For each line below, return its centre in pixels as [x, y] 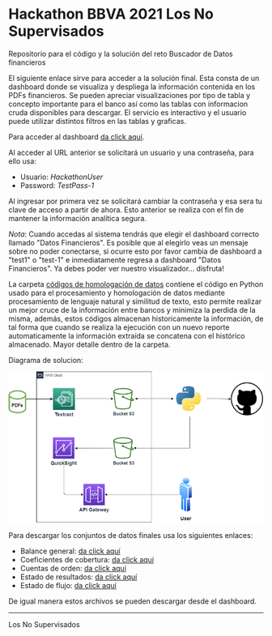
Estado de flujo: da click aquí [68, 586]
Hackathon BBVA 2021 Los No [111, 14]
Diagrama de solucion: [46, 360]
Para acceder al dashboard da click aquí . [76, 137]
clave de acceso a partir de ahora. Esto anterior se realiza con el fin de [126, 209]
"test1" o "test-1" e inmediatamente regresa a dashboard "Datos [115, 259]
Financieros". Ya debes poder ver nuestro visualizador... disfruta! [116, 268]
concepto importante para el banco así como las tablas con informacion [128, 104]
